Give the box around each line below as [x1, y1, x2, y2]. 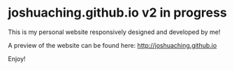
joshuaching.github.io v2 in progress [8, 5, 228, 21]
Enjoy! [8, 54, 27, 63]
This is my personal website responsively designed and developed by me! [8, 28, 221, 36]
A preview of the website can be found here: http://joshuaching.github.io [8, 41, 217, 49]
